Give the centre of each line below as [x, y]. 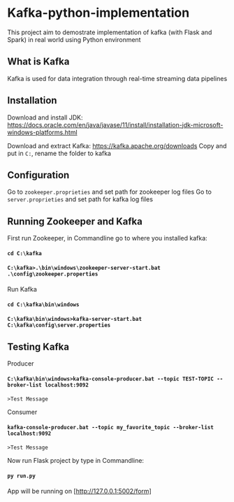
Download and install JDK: [45, 117]
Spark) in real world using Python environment [74, 39]
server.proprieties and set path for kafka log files [80, 199]
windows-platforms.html [43, 132]
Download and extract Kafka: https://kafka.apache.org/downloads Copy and [117, 145]
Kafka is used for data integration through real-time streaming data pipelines [117, 78]
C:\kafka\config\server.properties [59, 325]
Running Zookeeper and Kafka [75, 221]
